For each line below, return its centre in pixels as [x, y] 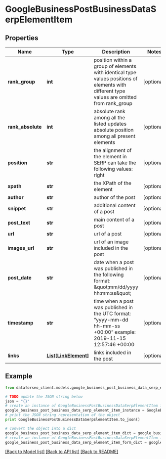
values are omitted [115, 97]
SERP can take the [115, 163]
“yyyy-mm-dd [111, 320]
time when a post [114, 301]
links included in [113, 352]
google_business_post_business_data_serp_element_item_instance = [75, 411]
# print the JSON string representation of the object [63, 415]
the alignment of [113, 150]
